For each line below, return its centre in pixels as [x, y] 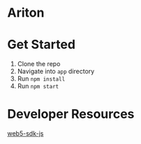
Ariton [26, 13]
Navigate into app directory [56, 72]
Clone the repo [39, 64]
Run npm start [38, 86]
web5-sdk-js [25, 134]
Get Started [41, 45]
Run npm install [41, 79]
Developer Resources [71, 114]
